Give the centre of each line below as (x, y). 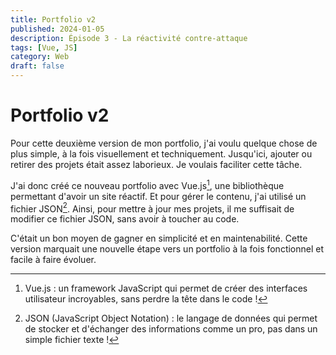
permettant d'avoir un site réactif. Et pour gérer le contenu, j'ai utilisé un (158, 196)
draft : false (37, 66)
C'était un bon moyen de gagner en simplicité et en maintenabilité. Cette (159, 238)
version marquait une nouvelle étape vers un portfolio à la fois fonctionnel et (167, 249)
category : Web (40, 57)
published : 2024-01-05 (57, 29)
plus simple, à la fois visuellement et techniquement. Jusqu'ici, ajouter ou (161, 153)
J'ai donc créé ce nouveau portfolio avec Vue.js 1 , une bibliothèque (147, 184)
